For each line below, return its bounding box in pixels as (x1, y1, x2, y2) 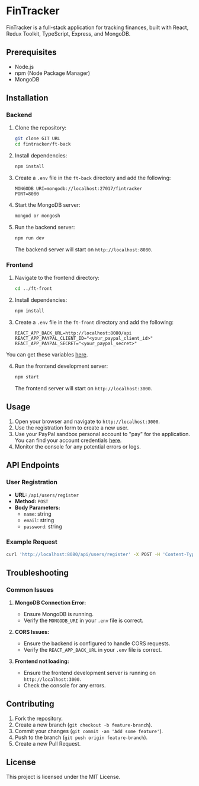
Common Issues (6, 585, 54, 594)
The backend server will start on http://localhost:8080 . (14, 245, 153, 253)
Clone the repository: (14, 124, 67, 131)
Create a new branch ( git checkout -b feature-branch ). (14, 721, 153, 728)
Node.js (14, 63, 34, 70)
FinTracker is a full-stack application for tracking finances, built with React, (6, 24, 189, 31)
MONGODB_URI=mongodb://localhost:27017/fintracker (14, 186, 143, 192)
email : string (23, 517, 54, 524)
